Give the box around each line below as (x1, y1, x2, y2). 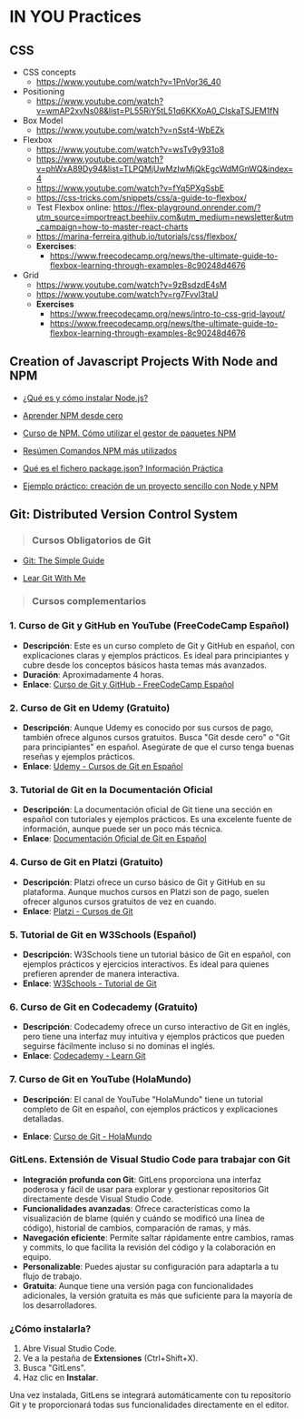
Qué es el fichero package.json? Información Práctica (22, 462, 224, 474)
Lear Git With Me (22, 572, 86, 583)
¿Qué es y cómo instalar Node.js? (22, 392, 148, 403)
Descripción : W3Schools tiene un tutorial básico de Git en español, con (22, 949, 291, 960)
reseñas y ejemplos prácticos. (22, 751, 135, 762)
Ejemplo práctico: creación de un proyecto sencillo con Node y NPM (22, 480, 279, 491)
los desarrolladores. (22, 1299, 98, 1311)
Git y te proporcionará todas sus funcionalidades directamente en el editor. (9, 1399, 289, 1411)
